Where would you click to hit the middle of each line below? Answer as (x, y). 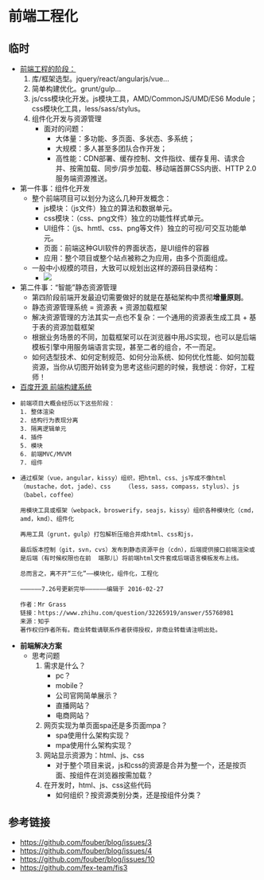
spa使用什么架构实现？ (93, 735)
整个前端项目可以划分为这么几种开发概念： (101, 198)
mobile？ (70, 685)
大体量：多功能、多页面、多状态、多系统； (125, 139)
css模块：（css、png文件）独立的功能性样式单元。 (126, 218)
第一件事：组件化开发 (54, 188)
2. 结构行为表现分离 (49, 420)
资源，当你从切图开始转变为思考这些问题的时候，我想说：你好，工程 (143, 367)
